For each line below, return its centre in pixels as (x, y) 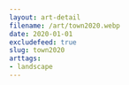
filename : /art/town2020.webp (65, 26)
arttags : (25, 58)
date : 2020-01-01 (41, 34)
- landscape (31, 67)
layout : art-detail (45, 17)
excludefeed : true (43, 42)
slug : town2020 (37, 50)
